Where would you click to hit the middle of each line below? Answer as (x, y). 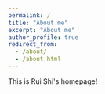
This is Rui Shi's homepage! (53, 81)
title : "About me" (38, 23)
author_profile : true (43, 37)
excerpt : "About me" (42, 30)
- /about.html (38, 60)
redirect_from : (33, 45)
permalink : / (29, 15)
